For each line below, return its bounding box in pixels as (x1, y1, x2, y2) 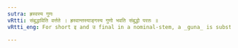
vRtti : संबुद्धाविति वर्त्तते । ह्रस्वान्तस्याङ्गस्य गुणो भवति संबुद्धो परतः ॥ (7, 17, 159, 24)
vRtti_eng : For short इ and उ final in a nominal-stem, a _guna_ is (7, 23, 213, 30)
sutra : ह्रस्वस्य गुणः (7, 10, 53, 18)
